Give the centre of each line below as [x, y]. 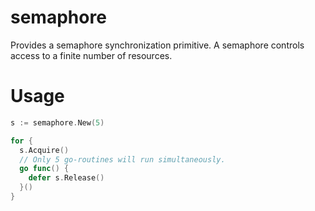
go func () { [44, 169]
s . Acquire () [44, 150]
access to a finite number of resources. [91, 55]
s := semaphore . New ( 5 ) [57, 122]
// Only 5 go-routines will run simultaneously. [122, 159]
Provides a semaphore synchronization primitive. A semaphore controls [157, 45]
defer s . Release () [66, 178]
